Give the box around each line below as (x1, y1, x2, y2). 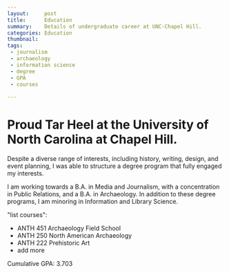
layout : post (7, 10, 57, 17)
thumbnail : (7, 36, 39, 43)
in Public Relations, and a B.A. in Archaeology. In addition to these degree (7, 190, 216, 198)
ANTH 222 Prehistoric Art (17, 239, 90, 247)
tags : (7, 42, 23, 49)
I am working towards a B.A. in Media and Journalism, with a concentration (7, 182, 220, 191)
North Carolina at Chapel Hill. (7, 132, 178, 147)
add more (17, 246, 45, 254)
